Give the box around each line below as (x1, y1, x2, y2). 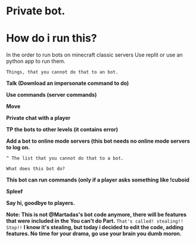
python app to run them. (6, 58, 66, 65)
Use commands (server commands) (6, 91, 97, 99)
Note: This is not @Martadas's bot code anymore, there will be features (6, 211, 186, 219)
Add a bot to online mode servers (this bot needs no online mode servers (6, 137, 191, 144)
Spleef (6, 188, 23, 195)
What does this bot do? (6, 166, 66, 172)
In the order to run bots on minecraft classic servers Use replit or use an (6, 51, 183, 59)
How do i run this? (6, 32, 97, 45)
